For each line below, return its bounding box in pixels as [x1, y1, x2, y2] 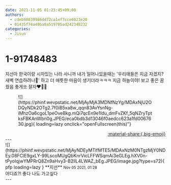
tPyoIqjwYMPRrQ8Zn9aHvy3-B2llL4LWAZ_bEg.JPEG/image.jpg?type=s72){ [5, 158, 165, 164]
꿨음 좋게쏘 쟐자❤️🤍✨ [5, 83, 47, 89]
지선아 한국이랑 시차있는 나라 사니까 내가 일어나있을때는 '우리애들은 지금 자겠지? [5, 71, 164, 77]
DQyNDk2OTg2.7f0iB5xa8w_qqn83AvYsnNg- [18, 104, 113, 110]
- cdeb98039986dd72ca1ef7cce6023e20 [10, 17, 88, 22]
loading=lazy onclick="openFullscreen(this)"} [36, 121, 131, 127]
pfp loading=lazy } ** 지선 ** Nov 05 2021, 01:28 [5, 164, 98, 170]
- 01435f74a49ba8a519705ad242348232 [10, 21, 88, 27]
